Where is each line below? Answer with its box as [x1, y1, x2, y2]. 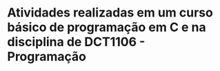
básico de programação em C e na [7, 19, 207, 35]
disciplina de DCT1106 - [7, 34, 146, 50]
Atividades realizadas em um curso [7, 5, 214, 21]
